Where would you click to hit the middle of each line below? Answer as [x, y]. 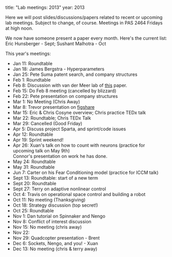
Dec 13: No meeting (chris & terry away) [55, 249]
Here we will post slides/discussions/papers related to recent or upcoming [84, 17]
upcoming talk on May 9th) [41, 151]
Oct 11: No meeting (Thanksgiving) [49, 200]
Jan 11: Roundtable [33, 63]
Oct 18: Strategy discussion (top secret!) [55, 205]
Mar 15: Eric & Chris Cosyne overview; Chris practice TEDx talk [79, 113]
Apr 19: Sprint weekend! [38, 140]
